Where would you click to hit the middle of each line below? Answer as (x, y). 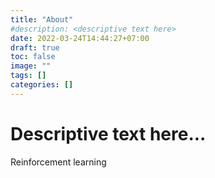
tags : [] (28, 76)
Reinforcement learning (58, 162)
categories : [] (42, 85)
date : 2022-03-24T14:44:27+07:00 (80, 38)
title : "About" (42, 19)
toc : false (33, 57)
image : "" (31, 66)
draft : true (35, 47)
